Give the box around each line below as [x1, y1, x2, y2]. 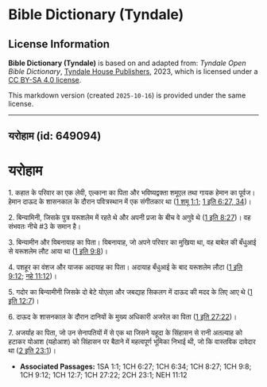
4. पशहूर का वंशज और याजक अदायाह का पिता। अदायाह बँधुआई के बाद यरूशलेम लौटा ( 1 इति [8, 262, 243, 272]
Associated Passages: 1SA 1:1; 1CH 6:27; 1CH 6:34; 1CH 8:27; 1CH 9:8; [19, 362, 252, 371]
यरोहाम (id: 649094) [8, 130, 102, 143]
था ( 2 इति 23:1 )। [8, 346, 57, 355]
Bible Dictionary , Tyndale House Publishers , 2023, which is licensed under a [8, 67, 258, 76]
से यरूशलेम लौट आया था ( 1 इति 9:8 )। [8, 246, 109, 256]
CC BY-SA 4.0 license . [8, 75, 82, 84]
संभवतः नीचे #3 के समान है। [8, 222, 81, 231]
